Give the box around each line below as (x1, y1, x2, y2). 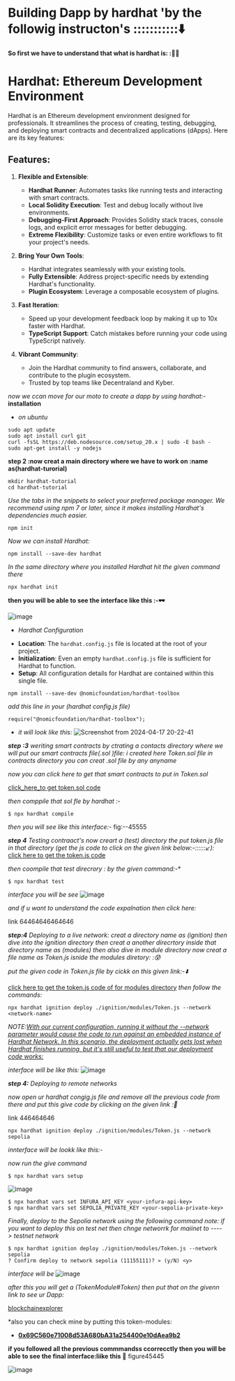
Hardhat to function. (17, 661, 76, 670)
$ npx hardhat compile (8, 810, 74, 818)
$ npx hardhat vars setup (8, 1172, 83, 1179)
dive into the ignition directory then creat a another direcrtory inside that (8, 938, 217, 947)
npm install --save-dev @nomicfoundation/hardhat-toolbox (8, 690, 180, 697)
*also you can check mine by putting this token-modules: (8, 1317, 172, 1326)
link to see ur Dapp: (8, 1290, 65, 1299)
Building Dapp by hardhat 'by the (8, 5, 202, 21)
